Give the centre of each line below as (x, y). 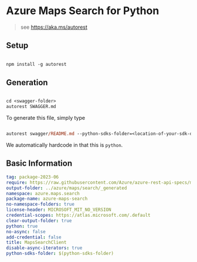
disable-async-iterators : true (44, 248)
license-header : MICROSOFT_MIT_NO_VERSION (59, 210)
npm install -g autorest (36, 64)
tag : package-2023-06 (33, 177)
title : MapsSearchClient (36, 243)
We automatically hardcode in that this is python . (64, 145)
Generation (27, 83)
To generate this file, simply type (46, 118)
